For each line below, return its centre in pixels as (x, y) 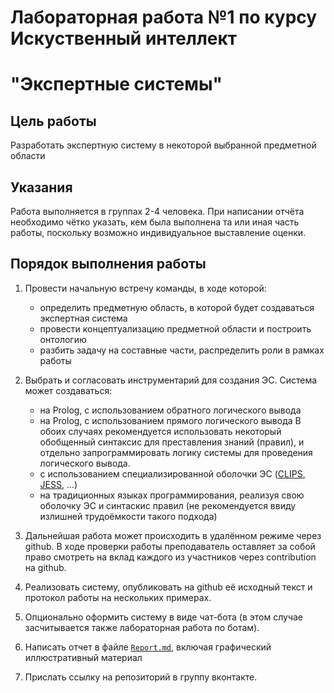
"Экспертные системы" (116, 84)
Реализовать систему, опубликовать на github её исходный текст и (168, 587)
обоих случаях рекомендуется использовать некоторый (160, 431)
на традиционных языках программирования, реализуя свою (172, 495)
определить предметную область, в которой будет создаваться (177, 307)
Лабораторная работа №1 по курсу (164, 17)
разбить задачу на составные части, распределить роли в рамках (182, 350)
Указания (41, 187)
